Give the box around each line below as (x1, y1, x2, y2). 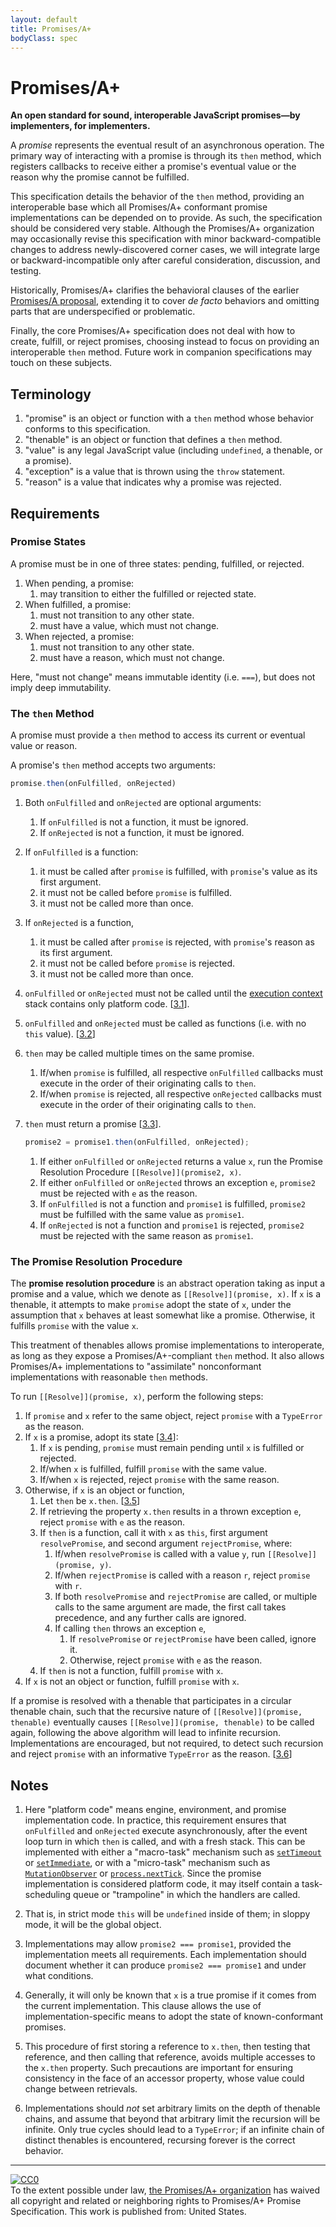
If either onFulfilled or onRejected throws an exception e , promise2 (39, 1176, 316, 1188)
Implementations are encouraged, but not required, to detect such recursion (10, 1737, 324, 1750)
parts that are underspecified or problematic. (10, 306, 196, 318)
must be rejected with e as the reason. (39, 1187, 198, 1199)
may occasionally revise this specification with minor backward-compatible (10, 233, 322, 245)
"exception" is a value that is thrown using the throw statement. (24, 466, 286, 478)
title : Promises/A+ (10, 24, 92, 34)
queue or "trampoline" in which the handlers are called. (73, 1888, 301, 1900)
